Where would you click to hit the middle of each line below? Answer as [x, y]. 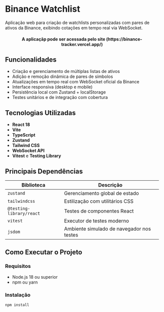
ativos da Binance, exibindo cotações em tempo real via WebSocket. [74, 27]
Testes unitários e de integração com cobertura [60, 97]
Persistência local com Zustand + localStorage [59, 92]
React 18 [21, 125]
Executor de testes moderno [97, 220]
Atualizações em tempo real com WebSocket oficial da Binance [76, 82]
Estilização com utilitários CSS [99, 201]
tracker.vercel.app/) [82, 44]
